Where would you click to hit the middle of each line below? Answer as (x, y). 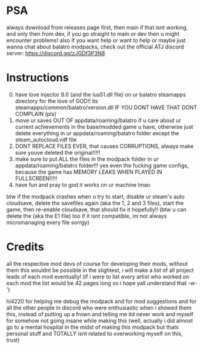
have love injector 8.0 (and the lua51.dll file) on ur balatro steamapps (100, 94)
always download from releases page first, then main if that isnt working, (97, 27)
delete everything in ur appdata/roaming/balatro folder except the (97, 133)
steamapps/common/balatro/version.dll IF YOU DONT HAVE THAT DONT (106, 107)
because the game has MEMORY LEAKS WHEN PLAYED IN (88, 172)
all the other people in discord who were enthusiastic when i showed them (99, 308)
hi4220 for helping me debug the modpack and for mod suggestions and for (101, 301)
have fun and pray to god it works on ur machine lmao (82, 185)
